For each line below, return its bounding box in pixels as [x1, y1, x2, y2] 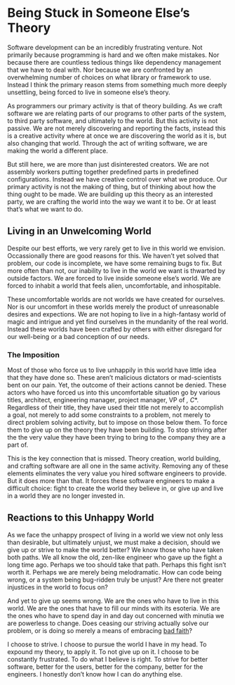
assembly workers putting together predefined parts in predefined [7, 167, 199, 176]
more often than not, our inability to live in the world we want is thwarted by [7, 266, 226, 275]
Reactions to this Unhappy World [7, 512, 154, 524]
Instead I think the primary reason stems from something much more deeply [7, 80, 227, 89]
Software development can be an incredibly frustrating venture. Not [7, 43, 203, 51]
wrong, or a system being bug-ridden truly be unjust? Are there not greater [7, 575, 224, 584]
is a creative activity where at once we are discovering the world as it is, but [7, 132, 227, 140]
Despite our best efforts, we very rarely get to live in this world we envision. [7, 244, 226, 252]
